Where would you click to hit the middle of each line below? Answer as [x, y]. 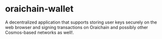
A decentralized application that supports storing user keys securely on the [81, 22]
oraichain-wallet [39, 9]
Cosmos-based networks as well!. [40, 32]
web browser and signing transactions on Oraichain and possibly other [77, 27]
